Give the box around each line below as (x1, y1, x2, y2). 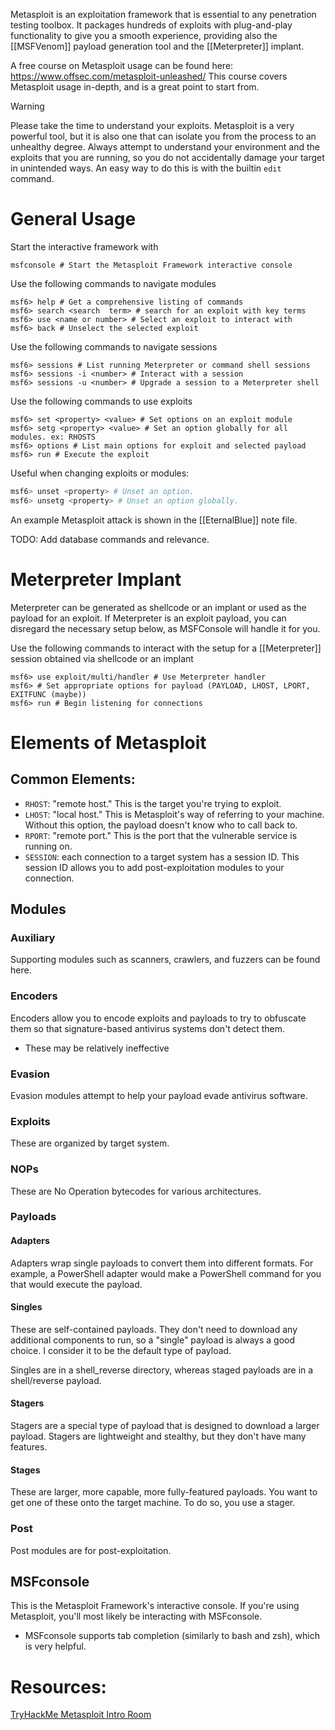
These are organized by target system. (10, 1137, 170, 1149)
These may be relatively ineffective (24, 1042, 170, 1054)
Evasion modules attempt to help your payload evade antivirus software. (10, 1089, 308, 1101)
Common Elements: (10, 771, 136, 788)
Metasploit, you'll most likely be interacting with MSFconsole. (10, 1610, 263, 1623)
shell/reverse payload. (10, 1374, 102, 1386)
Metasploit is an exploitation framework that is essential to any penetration (10, 9, 317, 20)
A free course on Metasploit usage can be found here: (10, 60, 234, 71)
